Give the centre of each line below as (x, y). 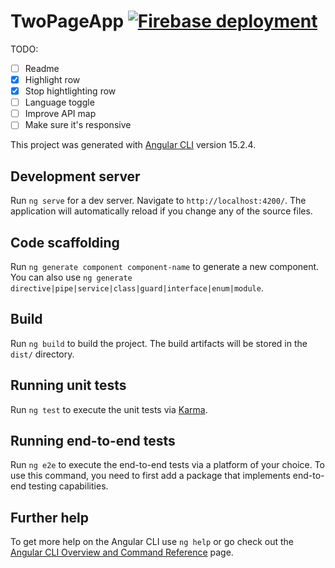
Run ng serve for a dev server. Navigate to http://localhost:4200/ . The (158, 201)
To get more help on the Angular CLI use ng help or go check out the (152, 542)
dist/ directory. (42, 354)
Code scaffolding (65, 242)
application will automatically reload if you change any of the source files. (161, 211)
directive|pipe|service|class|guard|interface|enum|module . (137, 287)
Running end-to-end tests (93, 440)
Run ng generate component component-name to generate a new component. (165, 266)
